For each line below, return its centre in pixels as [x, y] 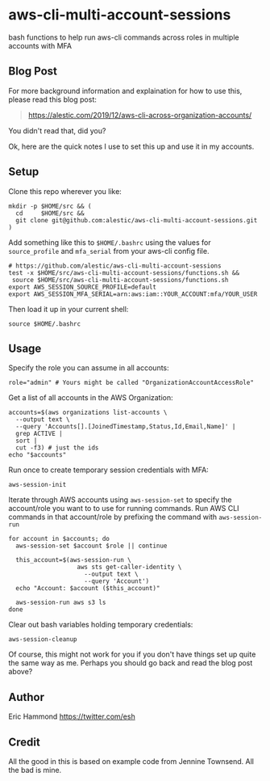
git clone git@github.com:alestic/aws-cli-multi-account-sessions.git [137, 220]
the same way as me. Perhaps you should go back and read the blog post [131, 663]
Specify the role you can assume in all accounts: [89, 368]
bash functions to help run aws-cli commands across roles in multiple [124, 37]
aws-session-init [37, 485]
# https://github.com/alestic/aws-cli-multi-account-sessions [115, 266]
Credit [24, 742]
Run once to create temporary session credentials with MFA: [109, 470]
